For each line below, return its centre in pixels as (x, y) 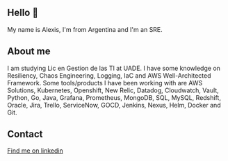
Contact (25, 134)
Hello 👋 (23, 13)
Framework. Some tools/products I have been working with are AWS (105, 83)
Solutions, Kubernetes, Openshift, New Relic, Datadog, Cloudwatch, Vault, (113, 90)
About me (29, 52)
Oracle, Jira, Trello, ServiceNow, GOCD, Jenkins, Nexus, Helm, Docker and (114, 105)
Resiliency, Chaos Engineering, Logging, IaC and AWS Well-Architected (109, 75)
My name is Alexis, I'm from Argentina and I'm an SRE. (85, 29)
